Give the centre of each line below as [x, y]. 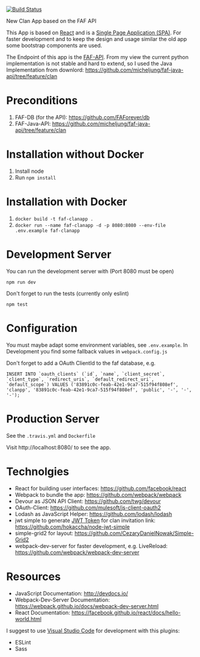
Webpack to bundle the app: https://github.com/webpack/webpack [98, 494]
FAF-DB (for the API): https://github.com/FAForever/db [82, 117]
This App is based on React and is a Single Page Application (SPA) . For [94, 33]
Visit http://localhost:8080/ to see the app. [59, 447]
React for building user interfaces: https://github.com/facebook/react [100, 488]
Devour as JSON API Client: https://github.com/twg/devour [88, 501]
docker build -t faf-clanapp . [54, 219]
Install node [29, 171]
